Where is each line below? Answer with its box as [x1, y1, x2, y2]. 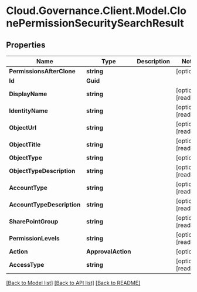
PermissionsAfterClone [9, 67, 76, 75]
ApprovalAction [86, 247, 131, 256]
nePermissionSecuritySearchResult [6, 16, 185, 30]
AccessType [9, 261, 45, 269]
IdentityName [9, 107, 48, 115]
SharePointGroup [9, 218, 59, 225]
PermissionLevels [9, 235, 60, 242]
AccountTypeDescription [9, 201, 81, 209]
